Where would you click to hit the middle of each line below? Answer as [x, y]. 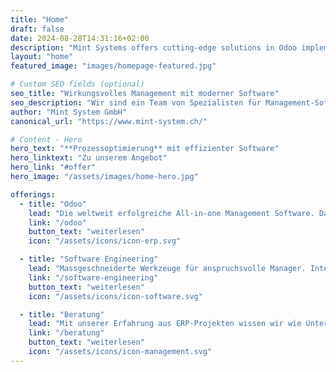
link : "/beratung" [66, 333]
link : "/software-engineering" [93, 277]
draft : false [37, 29]
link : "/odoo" [57, 222]
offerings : [33, 194]
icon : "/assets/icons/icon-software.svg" [115, 296]
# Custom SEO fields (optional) [77, 84]
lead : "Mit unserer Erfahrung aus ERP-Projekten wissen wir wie [165, 324]
